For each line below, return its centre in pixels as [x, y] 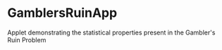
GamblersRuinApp [62, 13]
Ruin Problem [27, 39]
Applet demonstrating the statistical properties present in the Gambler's [111, 32]
